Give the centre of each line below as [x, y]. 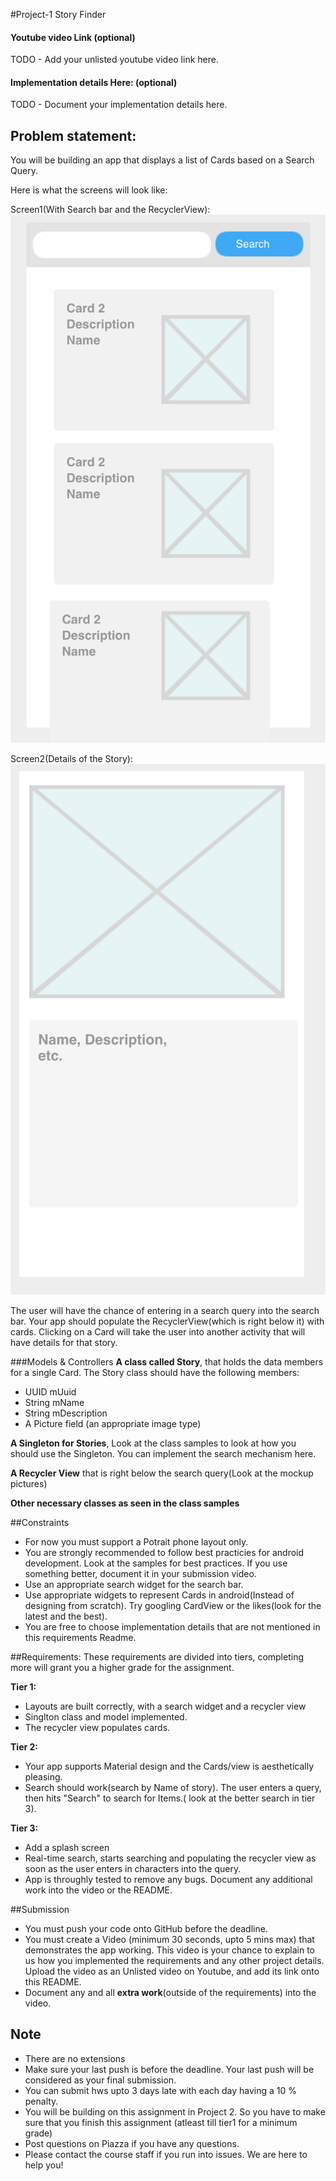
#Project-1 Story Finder [58, 14]
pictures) [29, 1483]
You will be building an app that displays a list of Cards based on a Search [162, 160]
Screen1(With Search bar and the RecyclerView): [110, 210]
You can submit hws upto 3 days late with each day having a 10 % [160, 2090]
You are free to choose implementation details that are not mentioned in [172, 1626]
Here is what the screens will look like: [89, 190]
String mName [54, 1402]
